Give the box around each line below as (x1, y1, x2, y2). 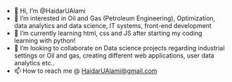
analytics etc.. (13, 59, 55, 67)
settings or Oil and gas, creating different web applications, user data (13, 51, 214, 60)
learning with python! (13, 36, 76, 45)
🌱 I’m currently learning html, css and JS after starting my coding (13, 29, 202, 37)
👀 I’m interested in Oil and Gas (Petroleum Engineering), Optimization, (13, 14, 216, 22)
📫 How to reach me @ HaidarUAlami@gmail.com (13, 67, 157, 75)
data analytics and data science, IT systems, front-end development (13, 22, 212, 29)
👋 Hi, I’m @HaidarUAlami (13, 7, 86, 15)
